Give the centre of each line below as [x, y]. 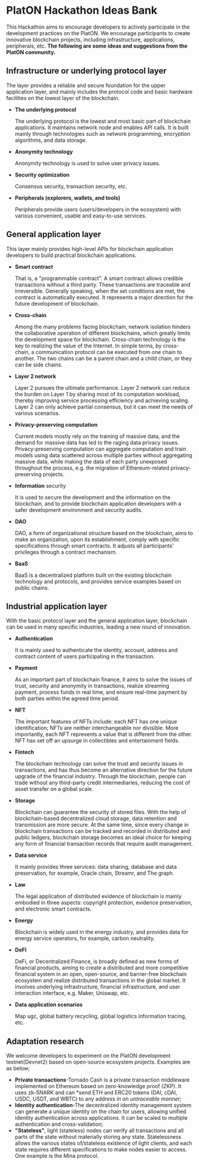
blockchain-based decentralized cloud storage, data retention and [96, 818]
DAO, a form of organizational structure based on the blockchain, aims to [104, 533]
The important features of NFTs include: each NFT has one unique [96, 722]
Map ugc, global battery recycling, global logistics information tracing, [100, 1016]
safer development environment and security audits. [79, 510]
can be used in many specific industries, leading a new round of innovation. [99, 627]
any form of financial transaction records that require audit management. [104, 844]
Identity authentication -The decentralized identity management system [103, 1105]
